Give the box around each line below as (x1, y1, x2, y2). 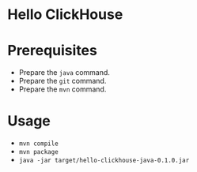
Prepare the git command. (18, 77, 107, 86)
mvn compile (18, 140, 59, 148)
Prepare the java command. (18, 68, 110, 77)
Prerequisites (7, 42, 98, 60)
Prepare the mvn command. (18, 84, 107, 94)
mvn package (18, 148, 59, 156)
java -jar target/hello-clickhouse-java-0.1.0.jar (18, 156, 190, 165)
